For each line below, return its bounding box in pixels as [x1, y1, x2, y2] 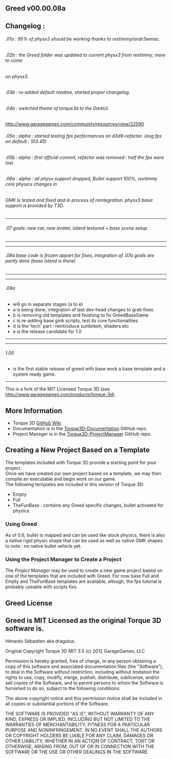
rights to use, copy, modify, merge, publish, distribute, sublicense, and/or [5, 674, 160, 680]
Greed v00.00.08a [5, 4, 66, 13]
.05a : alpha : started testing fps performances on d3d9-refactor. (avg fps [5, 133, 162, 139]
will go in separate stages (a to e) [12, 301, 83, 307]
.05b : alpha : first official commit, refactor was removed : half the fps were [5, 154, 164, 160]
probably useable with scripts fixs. [5, 584, 78, 590]
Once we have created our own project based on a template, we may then [5, 470, 161, 476]
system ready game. [12, 371, 56, 377]
